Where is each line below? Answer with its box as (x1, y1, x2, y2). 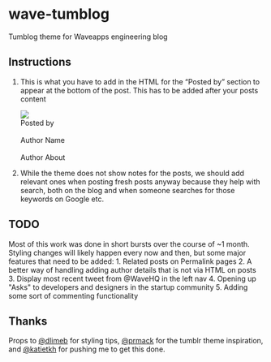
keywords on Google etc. (19, 194, 105, 204)
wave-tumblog (8, 5, 110, 24)
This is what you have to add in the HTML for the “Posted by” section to (19, 76, 260, 86)
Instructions (8, 55, 71, 69)
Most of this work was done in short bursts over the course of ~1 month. (8, 239, 250, 248)
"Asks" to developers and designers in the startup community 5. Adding (8, 282, 248, 292)
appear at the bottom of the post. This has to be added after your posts (19, 85, 259, 95)
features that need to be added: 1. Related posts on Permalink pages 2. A (8, 256, 252, 266)
